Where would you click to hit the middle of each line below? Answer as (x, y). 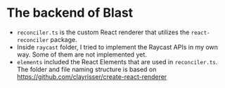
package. (64, 39)
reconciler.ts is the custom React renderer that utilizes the (103, 32)
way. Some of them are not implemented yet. (82, 54)
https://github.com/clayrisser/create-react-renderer (92, 76)
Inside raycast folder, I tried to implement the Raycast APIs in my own (117, 47)
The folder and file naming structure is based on (86, 69)
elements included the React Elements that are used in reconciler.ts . (117, 61)
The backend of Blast (70, 13)
